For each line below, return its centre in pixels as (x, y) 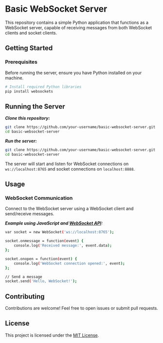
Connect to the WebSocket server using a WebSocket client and (69, 209)
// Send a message (24, 277)
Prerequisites (21, 62)
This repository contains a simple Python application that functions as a (77, 22)
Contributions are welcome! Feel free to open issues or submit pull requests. (81, 308)
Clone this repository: (27, 118)
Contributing (25, 296)
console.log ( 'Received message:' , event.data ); (63, 246)
